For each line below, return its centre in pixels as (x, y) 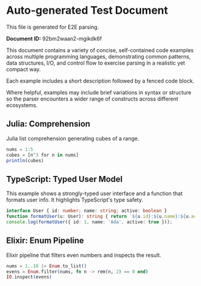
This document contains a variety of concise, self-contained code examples (100, 50)
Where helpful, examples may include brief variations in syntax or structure (99, 92)
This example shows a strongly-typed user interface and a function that (95, 194)
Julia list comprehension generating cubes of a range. (73, 138)
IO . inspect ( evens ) (29, 277)
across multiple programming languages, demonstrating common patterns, (98, 56)
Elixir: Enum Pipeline (45, 241)
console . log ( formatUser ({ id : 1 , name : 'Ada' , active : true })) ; (89, 222)
